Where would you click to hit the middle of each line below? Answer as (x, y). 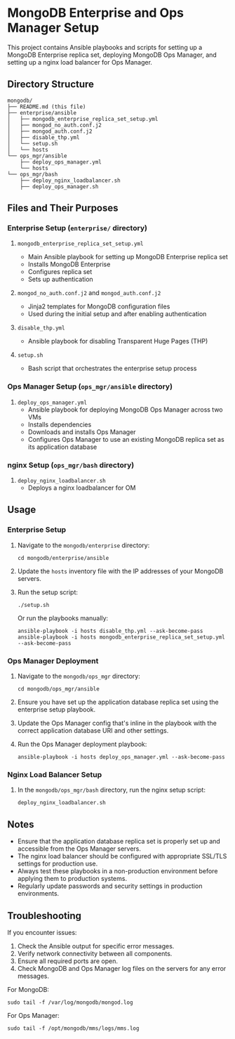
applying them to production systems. (72, 879)
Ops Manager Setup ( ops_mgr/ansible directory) (90, 386)
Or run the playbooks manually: (63, 618)
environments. (38, 894)
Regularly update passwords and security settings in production (110, 886)
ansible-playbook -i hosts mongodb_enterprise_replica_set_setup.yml (121, 637)
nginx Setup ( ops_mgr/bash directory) (71, 465)
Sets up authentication (60, 280)
